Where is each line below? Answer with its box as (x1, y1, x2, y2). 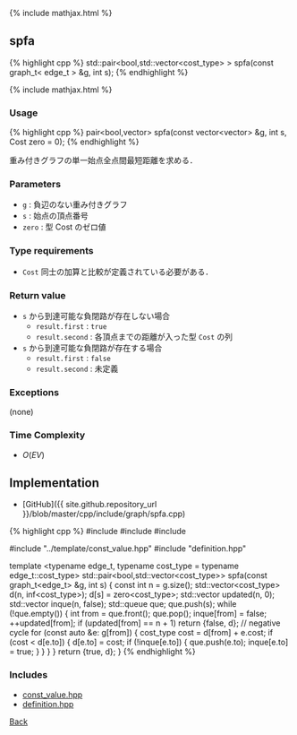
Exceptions (9, 385, 60, 398)
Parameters (9, 178, 61, 191)
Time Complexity (9, 429, 86, 442)
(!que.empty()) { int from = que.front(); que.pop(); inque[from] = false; (9, 609, 267, 619)
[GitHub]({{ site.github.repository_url (21, 499, 157, 510)
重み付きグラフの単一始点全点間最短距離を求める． (9, 155, 198, 166)
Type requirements (9, 245, 94, 257)
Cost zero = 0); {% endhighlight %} (9, 136, 140, 147)
